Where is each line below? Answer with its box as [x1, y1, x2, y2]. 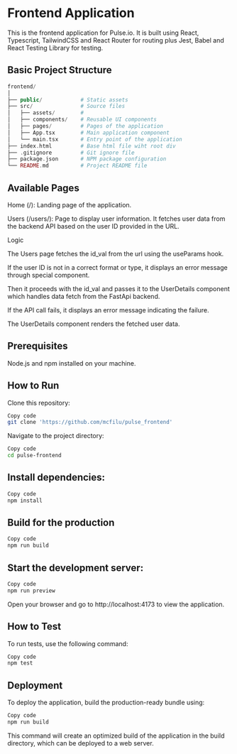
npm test [7, 660, 33, 667]
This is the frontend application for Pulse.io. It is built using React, [7, 28, 199, 37]
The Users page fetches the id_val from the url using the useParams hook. [7, 249, 224, 258]
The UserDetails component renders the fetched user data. [7, 319, 180, 328]
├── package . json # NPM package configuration [7, 155, 167, 163]
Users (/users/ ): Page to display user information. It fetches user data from [7, 214, 226, 223]
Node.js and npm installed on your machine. [7, 359, 136, 367]
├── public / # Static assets [7, 96, 129, 104]
